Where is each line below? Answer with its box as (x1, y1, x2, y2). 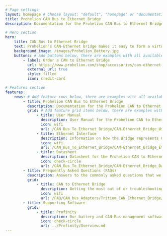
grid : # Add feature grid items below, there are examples (27, 108, 153, 113)
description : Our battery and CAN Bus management (40, 214, 146, 219)
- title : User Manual (36, 113, 81, 118)
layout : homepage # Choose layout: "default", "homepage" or (5, 12, 135, 17)
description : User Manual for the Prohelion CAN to (40, 118, 150, 122)
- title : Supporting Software (23, 200, 85, 205)
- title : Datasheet (36, 150, 77, 155)
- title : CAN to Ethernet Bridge (36, 182, 106, 187)
